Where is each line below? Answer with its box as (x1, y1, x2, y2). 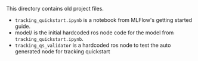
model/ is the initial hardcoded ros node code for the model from (14, 29, 174, 36)
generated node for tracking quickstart (14, 48, 110, 55)
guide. (14, 23, 31, 30)
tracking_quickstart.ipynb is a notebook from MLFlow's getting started (14, 17, 193, 23)
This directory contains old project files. (6, 5, 104, 12)
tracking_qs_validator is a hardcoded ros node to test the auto (14, 41, 171, 49)
